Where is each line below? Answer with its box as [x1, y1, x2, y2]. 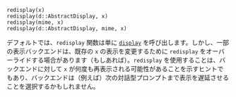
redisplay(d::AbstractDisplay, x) [6, 13, 109, 20]
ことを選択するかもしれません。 [6, 82, 100, 91]
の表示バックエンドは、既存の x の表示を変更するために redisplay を [6, 47, 206, 56]
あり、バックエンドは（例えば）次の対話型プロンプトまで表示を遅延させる [12, 74, 230, 82]
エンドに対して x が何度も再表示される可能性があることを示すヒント [18, 65, 218, 73]
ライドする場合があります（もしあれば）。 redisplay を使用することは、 [12, 56, 220, 64]
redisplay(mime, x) [6, 19, 64, 26]
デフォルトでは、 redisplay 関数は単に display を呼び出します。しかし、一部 [6, 39, 229, 46]
